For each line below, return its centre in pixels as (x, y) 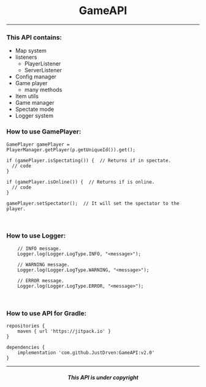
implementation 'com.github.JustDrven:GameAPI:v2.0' (86, 353)
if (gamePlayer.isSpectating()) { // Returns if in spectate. (89, 160)
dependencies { (26, 348)
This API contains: (34, 37)
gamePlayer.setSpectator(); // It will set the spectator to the (93, 203)
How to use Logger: (36, 236)
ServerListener (43, 70)
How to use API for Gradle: (47, 313)
